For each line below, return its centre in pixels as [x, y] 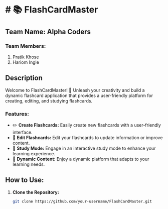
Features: [17, 114]
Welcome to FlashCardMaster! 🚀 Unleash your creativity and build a [75, 90]
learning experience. [34, 153]
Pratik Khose [26, 57]
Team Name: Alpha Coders [48, 31]
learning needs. [29, 164]
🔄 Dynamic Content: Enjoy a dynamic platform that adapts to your [81, 159]
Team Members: [26, 46]
